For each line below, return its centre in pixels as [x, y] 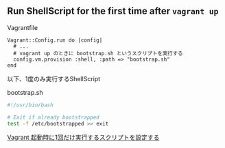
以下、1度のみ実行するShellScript [54, 78]
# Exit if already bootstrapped [53, 117]
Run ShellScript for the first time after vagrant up [113, 11]
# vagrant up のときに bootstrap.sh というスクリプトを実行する [98, 53]
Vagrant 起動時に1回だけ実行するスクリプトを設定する [83, 137]
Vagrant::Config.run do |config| [55, 40]
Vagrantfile [23, 27]
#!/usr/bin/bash [30, 105]
